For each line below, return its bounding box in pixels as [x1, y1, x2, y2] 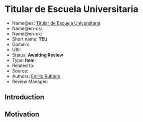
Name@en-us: [12, 25, 42, 31]
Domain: [12, 41, 30, 47]
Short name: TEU [12, 36, 48, 42]
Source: [12, 67, 29, 73]
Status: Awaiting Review [12, 51, 63, 58]
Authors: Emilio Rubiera [12, 73, 61, 79]
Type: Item [12, 57, 35, 63]
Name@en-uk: [12, 30, 43, 36]
